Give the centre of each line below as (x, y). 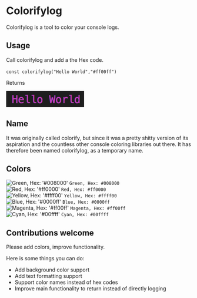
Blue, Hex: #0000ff (86, 202)
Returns (16, 82)
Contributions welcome (50, 233)
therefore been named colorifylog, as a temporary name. (75, 150)
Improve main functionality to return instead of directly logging (90, 289)
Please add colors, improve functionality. (55, 247)
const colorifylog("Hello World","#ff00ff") (61, 72)
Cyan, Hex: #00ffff (85, 215)
